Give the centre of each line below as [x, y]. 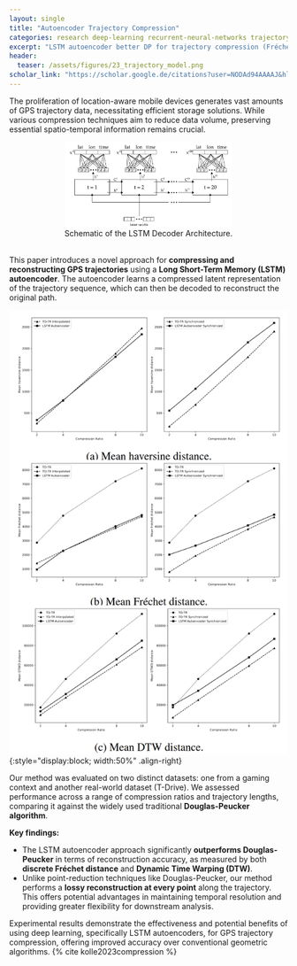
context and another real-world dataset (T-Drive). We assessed [125, 787]
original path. [33, 298]
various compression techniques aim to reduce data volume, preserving [140, 120]
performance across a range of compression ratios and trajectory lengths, [144, 796]
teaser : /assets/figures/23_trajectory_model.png [110, 66]
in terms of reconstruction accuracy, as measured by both [161, 859]
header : [23, 56]
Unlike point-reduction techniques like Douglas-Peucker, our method [147, 877]
